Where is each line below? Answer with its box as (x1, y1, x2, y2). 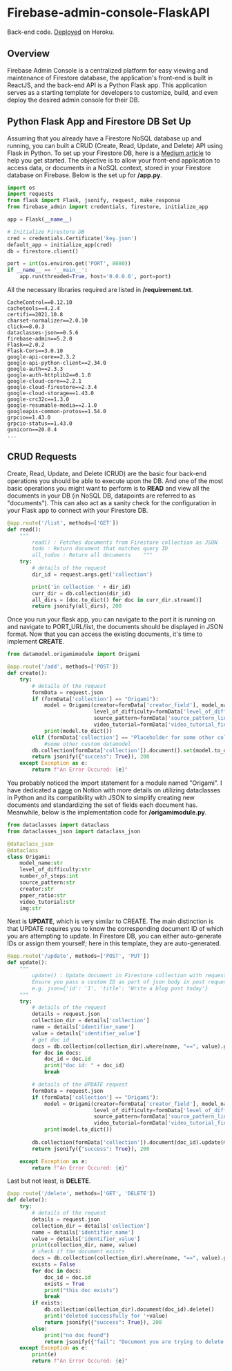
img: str (19, 905, 41, 911)
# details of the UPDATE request (32, 1081, 128, 1088)
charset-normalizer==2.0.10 (7, 317, 88, 325)
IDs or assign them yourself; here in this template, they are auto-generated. (7, 939, 222, 947)
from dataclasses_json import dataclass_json (7, 828, 140, 835)
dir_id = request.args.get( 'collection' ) (32, 571, 153, 578)
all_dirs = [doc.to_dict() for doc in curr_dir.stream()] (32, 597, 202, 603)
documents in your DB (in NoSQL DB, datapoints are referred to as (7, 491, 196, 500)
